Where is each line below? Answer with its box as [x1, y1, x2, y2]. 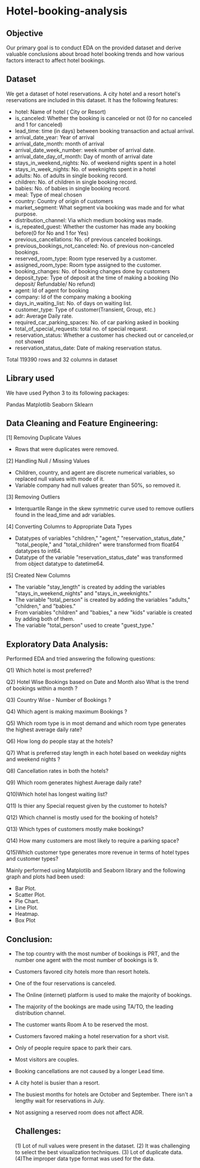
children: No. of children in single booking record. [14, 178, 138, 186]
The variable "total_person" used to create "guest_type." [14, 622, 154, 629]
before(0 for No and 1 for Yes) [14, 229, 89, 237]
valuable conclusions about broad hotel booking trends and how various [6, 50, 184, 58]
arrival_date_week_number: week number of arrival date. [14, 146, 156, 154]
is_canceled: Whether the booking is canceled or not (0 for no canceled [14, 114, 192, 121]
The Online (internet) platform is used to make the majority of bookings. [14, 991, 192, 999]
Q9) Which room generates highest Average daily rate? [6, 779, 142, 786]
